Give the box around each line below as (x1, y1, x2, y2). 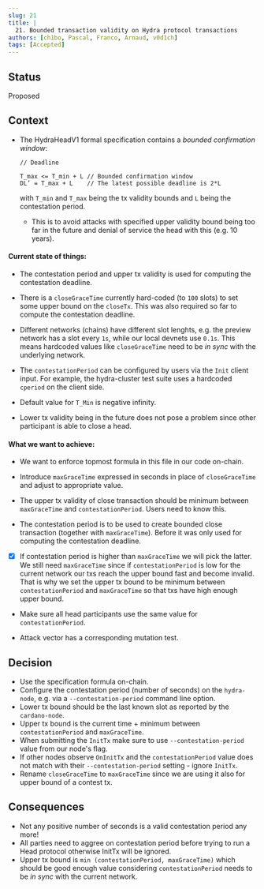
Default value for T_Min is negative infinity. (19, 397, 157, 407)
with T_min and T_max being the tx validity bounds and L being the (19, 193, 231, 202)
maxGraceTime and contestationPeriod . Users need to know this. (19, 505, 227, 514)
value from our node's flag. (19, 744, 108, 754)
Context (8, 114, 49, 127)
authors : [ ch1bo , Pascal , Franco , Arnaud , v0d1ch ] (8, 33, 178, 42)
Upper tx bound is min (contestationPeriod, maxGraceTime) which (19, 854, 236, 865)
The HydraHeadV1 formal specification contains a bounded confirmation (19, 135, 256, 144)
